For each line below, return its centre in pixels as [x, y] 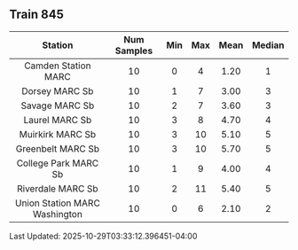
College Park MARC [58, 163]
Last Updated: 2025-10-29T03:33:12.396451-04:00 [103, 236]
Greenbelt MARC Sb [58, 148]
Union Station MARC [57, 203]
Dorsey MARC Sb [58, 90]
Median [268, 45]
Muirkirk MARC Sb [57, 134]
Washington [57, 214]
